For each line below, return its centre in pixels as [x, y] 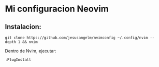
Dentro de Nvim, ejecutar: [31, 51]
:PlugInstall [18, 60]
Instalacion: [23, 27]
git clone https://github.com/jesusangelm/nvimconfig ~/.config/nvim [77, 38]
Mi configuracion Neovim [57, 9]
